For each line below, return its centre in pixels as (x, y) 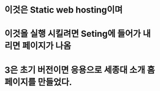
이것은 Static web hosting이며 (64, 10)
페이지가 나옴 (47, 46)
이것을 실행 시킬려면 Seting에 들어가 (73, 34)
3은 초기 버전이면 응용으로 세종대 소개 (75, 70)
